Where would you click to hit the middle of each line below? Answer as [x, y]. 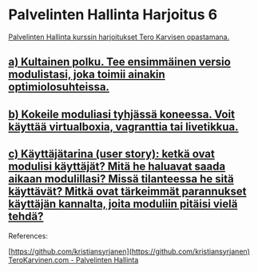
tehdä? [26, 216]
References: [28, 236]
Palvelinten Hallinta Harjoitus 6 [113, 15]
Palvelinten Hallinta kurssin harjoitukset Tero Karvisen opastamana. [119, 37]
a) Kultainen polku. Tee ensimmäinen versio [120, 62]
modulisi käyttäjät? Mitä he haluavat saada [117, 167]
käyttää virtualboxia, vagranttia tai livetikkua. [123, 127]
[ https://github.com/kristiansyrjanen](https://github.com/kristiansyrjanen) [129, 251]
